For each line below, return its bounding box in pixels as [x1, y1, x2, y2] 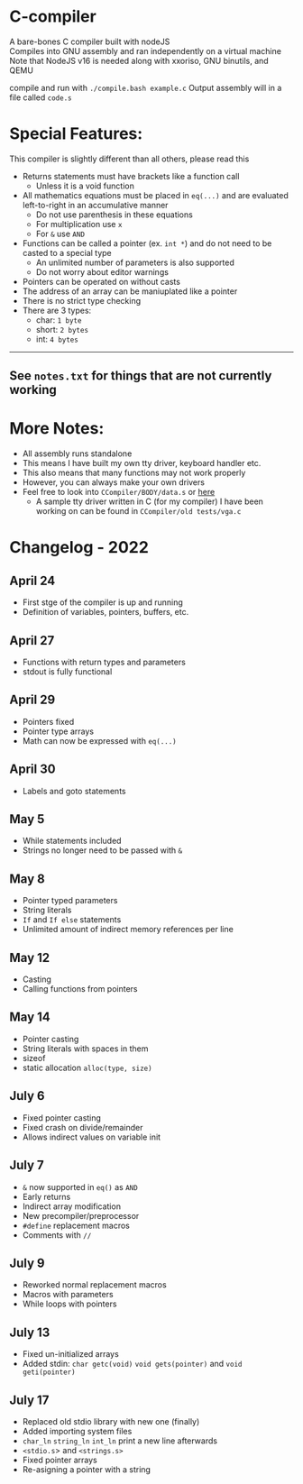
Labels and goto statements [22, 785, 126, 796]
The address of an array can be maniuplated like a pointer [22, 286, 238, 297]
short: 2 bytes [35, 324, 88, 334]
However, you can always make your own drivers [22, 477, 206, 488]
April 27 [9, 633, 55, 648]
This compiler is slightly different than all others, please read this [9, 153, 250, 164]
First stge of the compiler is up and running [22, 597, 183, 608]
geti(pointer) [22, 1368, 76, 1377]
